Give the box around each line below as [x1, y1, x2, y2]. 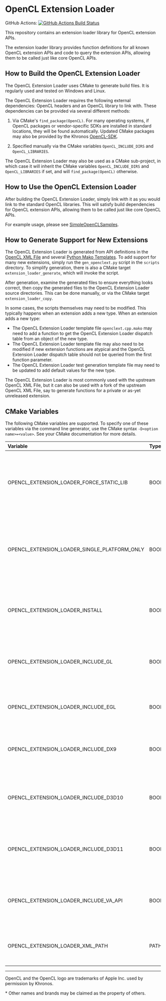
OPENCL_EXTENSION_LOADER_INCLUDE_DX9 [7, 746, 117, 753]
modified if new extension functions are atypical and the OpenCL [12, 346, 145, 352]
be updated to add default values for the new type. [12, 367, 116, 373]
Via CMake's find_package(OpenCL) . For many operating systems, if [12, 118, 149, 124]
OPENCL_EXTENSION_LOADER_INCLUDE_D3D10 [7, 794, 124, 801]
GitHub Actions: [5, 20, 38, 26]
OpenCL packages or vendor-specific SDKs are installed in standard [12, 123, 152, 129]
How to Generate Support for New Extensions [5, 236, 148, 244]
